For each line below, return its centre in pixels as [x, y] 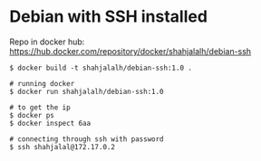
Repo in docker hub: [47, 42]
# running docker [42, 83]
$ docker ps [32, 115]
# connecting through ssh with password [87, 139]
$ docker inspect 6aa [50, 123]
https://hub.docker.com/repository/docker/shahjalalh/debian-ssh [130, 51]
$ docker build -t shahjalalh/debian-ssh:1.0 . [101, 68]
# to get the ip [40, 107]
